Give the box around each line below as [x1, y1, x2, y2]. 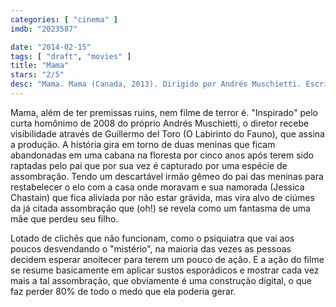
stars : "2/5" [10, 70, 65, 80]
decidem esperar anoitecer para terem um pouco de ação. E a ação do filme [10, 253, 325, 265]
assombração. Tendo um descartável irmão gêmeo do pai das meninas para [10, 170, 324, 182]
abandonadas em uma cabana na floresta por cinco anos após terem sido [10, 149, 314, 161]
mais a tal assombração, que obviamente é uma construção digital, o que [10, 274, 312, 286]
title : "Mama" [10, 61, 70, 71]
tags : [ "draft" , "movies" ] [10, 51, 132, 61]
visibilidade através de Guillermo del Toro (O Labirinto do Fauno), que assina [10, 127, 325, 140]
